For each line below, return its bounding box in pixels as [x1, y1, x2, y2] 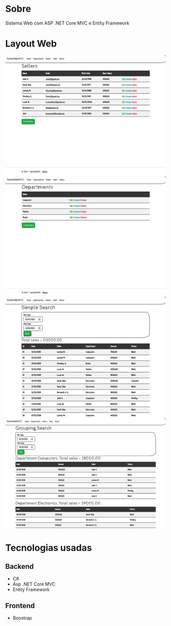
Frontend [5, 601, 35, 610]
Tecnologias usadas [5, 542, 92, 553]
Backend [5, 562, 34, 571]
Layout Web [5, 38, 57, 50]
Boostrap [12, 615, 32, 621]
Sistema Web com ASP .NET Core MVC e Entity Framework [5, 20, 130, 26]
